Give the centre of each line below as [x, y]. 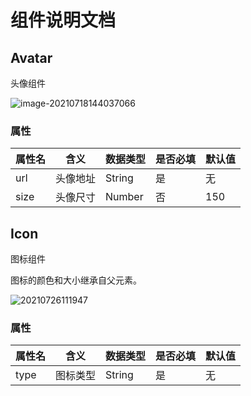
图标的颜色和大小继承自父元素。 [76, 280]
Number [124, 197]
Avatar [31, 57]
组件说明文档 [63, 20]
